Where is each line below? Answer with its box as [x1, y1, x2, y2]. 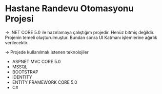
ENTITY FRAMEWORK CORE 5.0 [12, 79, 77, 85]
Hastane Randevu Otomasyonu [5, 3, 134, 14]
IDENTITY [12, 74, 33, 80]
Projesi [5, 13, 34, 24]
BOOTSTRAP [12, 69, 39, 75]
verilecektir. [5, 39, 29, 45]
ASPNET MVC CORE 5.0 [12, 58, 61, 64]
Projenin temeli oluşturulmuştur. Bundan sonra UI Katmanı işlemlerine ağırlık [5, 35, 158, 40]
